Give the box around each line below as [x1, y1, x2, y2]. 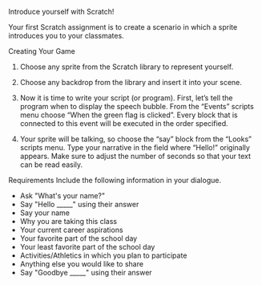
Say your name [19, 208, 71, 218]
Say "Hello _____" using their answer [19, 200, 139, 209]
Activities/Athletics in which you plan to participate [19, 250, 187, 260]
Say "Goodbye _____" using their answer [19, 268, 152, 277]
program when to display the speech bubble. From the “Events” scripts [19, 102, 254, 111]
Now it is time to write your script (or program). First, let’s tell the [19, 93, 234, 103]
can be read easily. [19, 160, 83, 169]
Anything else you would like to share [19, 259, 144, 268]
